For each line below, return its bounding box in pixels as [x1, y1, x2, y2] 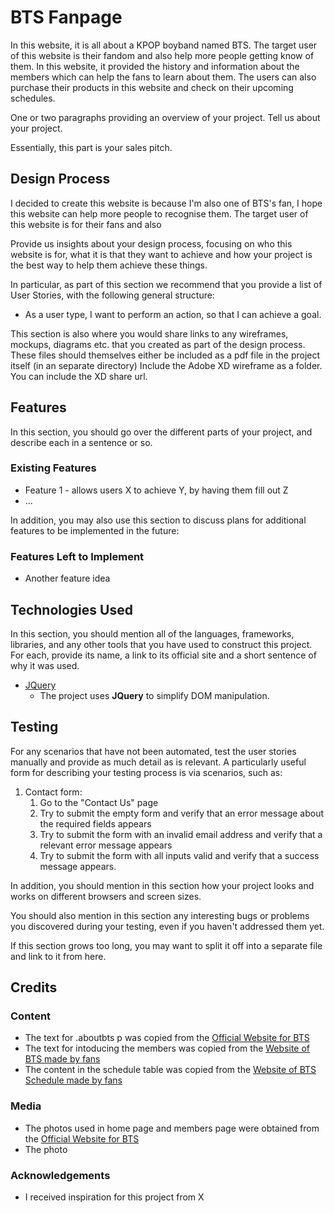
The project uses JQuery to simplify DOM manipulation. [39, 689, 270, 701]
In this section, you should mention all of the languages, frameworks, [10, 627, 295, 640]
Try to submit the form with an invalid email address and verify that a [39, 828, 323, 840]
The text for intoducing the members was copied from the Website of [24, 1042, 310, 1055]
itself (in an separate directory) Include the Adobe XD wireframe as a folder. [10, 359, 323, 371]
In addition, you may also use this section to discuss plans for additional [10, 514, 307, 526]
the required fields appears [39, 817, 152, 830]
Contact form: [24, 786, 83, 798]
